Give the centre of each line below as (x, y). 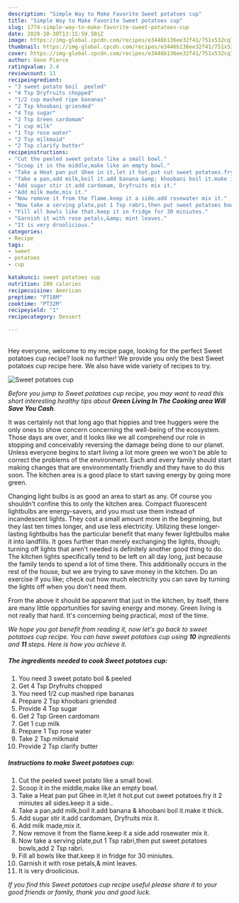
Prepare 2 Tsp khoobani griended (67, 701)
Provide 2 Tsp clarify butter (58, 746)
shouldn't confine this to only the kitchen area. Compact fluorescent (108, 504)
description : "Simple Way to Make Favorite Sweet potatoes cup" (105, 14)
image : (18, 40)
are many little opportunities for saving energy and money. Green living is (115, 608)
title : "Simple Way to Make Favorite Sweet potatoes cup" (95, 21)
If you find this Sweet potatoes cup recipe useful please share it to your (113, 885)
